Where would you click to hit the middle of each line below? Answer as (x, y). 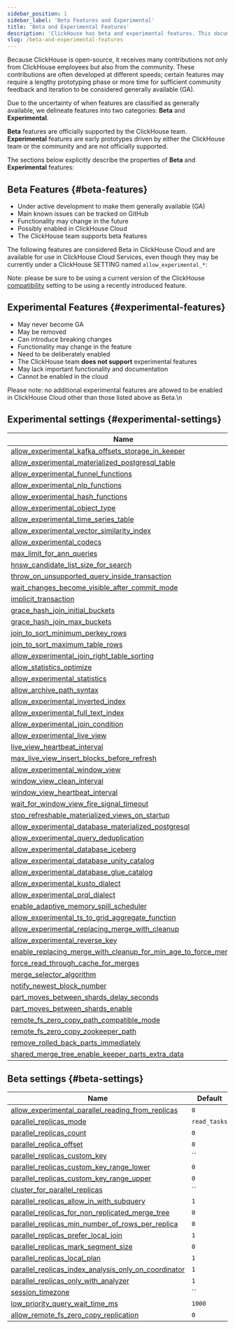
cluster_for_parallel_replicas (57, 1190)
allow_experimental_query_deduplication (77, 837)
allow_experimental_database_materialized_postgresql (100, 826)
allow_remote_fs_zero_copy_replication (75, 1315)
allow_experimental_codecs (56, 542)
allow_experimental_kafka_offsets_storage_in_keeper (98, 451)
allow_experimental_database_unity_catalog (83, 861)
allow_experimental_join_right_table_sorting (82, 655)
